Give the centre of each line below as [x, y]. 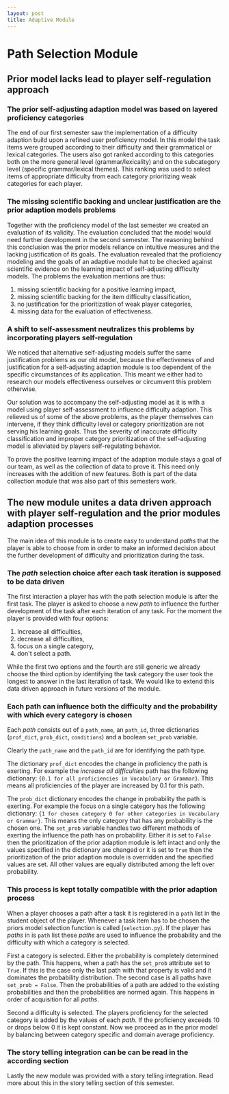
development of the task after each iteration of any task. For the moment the [114, 611]
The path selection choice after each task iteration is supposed [114, 573]
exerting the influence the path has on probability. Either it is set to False [109, 835]
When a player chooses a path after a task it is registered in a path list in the [114, 913]
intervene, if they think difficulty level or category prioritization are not [106, 424]
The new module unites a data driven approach [109, 502]
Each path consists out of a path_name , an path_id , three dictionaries [103, 730]
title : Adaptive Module [41, 20]
